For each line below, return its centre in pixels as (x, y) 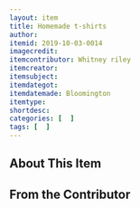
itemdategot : (34, 85)
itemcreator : (34, 69)
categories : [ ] (42, 118)
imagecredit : (34, 52)
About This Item (56, 164)
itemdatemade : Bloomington (60, 93)
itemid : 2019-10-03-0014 (56, 43)
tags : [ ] (30, 128)
